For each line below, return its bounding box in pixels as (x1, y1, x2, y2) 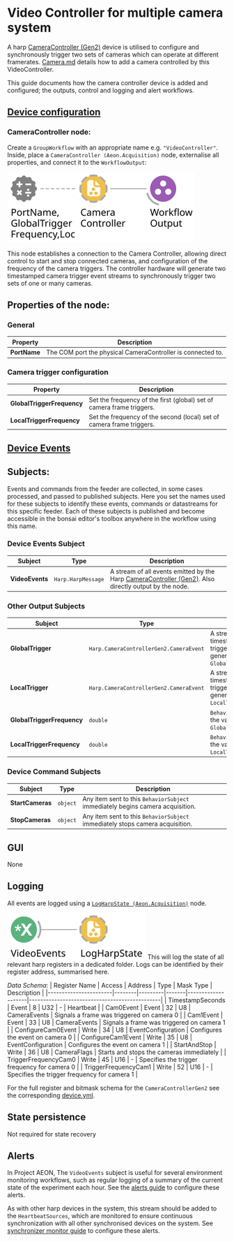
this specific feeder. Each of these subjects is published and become (7, 506, 205, 515)
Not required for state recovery (7, 1130, 96, 1138)
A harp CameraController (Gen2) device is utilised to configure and (7, 43, 200, 51)
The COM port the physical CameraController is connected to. (46, 348, 224, 357)
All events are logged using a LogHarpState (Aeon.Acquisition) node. (7, 899, 207, 907)
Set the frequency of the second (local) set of (88, 412, 219, 421)
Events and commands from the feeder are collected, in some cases (7, 484, 203, 493)
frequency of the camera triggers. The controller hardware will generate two (7, 264, 226, 272)
